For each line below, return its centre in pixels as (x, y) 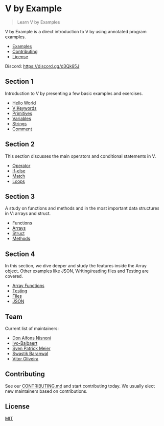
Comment (22, 129)
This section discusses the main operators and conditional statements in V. (81, 156)
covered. (14, 276)
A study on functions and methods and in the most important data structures (82, 208)
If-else (19, 171)
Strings (19, 123)
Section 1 (19, 82)
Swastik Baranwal (30, 354)
